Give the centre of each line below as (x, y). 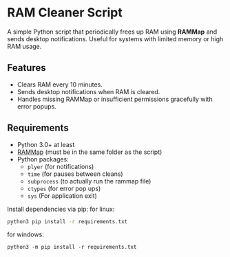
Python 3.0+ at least (46, 144)
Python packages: (43, 159)
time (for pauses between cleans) (75, 174)
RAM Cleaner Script (65, 13)
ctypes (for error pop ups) (64, 188)
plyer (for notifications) (61, 166)
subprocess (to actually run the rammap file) (89, 181)
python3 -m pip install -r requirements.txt (72, 247)
